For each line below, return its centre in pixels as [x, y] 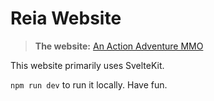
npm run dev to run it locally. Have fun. [89, 84]
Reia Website [66, 18]
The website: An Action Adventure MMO [119, 46]
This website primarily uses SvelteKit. [87, 65]
